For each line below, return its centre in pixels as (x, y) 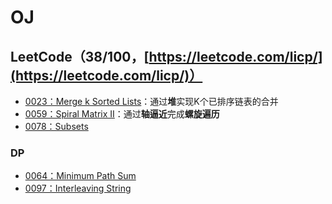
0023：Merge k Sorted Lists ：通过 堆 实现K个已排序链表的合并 (151, 101)
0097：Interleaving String (78, 188)
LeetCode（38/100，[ (80, 56)
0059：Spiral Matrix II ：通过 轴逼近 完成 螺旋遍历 (122, 114)
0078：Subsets (56, 126)
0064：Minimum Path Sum (80, 176)
